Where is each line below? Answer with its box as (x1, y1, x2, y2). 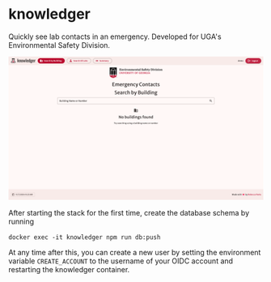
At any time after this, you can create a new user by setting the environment (8, 248, 261, 258)
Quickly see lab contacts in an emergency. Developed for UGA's (8, 32, 222, 41)
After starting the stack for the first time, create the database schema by (8, 208, 250, 218)
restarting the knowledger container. (8, 265, 130, 275)
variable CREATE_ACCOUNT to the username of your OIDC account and (8, 256, 233, 266)
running (8, 216, 35, 227)
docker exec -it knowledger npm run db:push (8, 233, 161, 241)
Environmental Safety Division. (8, 40, 111, 49)
